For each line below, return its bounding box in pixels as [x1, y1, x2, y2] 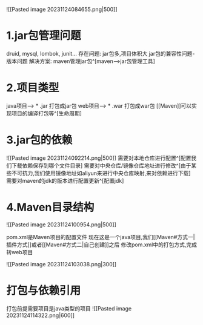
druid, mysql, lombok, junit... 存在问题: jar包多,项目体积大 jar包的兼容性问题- [6, 50, 195, 57]
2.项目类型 [6, 81, 59, 95]
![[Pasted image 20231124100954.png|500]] [6, 221, 117, 228]
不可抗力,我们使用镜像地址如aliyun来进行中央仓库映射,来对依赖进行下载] [11, 169, 191, 177]
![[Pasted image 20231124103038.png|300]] [6, 260, 117, 268]
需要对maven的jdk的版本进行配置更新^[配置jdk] [6, 177, 124, 184]
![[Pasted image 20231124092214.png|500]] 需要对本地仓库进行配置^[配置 [6, 154, 191, 162]
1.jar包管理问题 [6, 29, 81, 42]
